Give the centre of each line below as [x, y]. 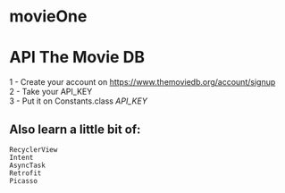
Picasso [24, 180]
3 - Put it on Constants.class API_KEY [78, 101]
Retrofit [25, 173]
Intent [21, 157]
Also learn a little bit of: [75, 129]
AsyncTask [28, 165]
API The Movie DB [77, 58]
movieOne [48, 17]
